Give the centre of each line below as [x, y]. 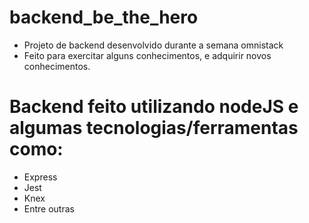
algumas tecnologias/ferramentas [154, 128]
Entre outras [49, 208]
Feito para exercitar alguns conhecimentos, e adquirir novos [147, 55]
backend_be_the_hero [104, 17]
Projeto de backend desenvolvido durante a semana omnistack [153, 45]
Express [40, 177]
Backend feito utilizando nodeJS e [154, 107]
